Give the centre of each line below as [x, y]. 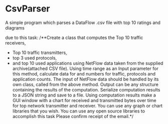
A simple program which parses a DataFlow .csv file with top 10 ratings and [83, 22]
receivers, [16, 42]
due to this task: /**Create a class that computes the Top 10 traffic [74, 37]
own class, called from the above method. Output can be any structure [86, 84]
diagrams [15, 27]
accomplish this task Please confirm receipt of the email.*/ [73, 116]
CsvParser [28, 9]
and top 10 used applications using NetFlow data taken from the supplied [88, 63]
